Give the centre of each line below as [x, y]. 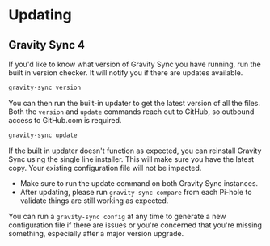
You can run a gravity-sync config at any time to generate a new [117, 216]
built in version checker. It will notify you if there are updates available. [126, 73]
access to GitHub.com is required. [65, 120]
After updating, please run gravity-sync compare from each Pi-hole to [136, 192]
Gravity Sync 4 [46, 45]
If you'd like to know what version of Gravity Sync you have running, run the [135, 64]
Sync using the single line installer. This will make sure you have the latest [131, 159]
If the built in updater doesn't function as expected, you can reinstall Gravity [135, 151]
